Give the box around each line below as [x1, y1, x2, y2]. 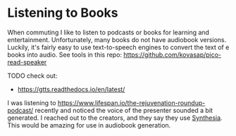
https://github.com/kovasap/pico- [123, 50, 222, 59]
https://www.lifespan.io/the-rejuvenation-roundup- [57, 98, 206, 107]
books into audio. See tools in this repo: [7, 50, 122, 59]
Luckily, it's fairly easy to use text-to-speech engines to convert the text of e [7, 43, 230, 51]
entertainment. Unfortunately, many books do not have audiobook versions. [7, 35, 227, 43]
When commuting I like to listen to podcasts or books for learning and [7, 28, 210, 36]
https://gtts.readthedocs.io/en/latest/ [17, 85, 125, 93]
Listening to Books [7, 5, 118, 21]
